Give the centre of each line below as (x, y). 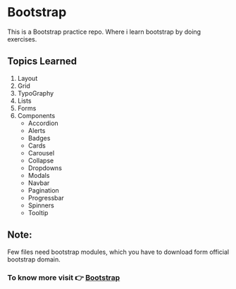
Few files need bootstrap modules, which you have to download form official (118, 252)
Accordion (43, 123)
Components (36, 115)
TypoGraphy (36, 93)
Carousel (41, 153)
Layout (27, 78)
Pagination (44, 190)
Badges (39, 138)
